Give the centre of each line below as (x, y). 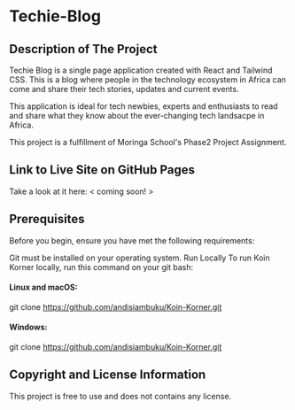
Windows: (28, 327)
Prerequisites (47, 219)
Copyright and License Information (108, 375)
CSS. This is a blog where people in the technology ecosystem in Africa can (147, 80)
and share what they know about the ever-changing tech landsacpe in (137, 116)
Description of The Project (83, 49)
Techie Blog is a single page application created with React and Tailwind (141, 70)
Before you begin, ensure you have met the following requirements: (132, 240)
